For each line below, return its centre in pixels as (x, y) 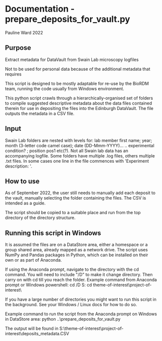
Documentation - (40, 9)
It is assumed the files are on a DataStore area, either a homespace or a (76, 245)
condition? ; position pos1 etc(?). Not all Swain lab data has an (66, 151)
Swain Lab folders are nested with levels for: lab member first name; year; (79, 140)
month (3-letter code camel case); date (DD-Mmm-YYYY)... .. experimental (80, 145)
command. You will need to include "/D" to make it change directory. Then (79, 275)
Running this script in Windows (53, 233)
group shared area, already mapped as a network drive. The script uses (76, 250)
